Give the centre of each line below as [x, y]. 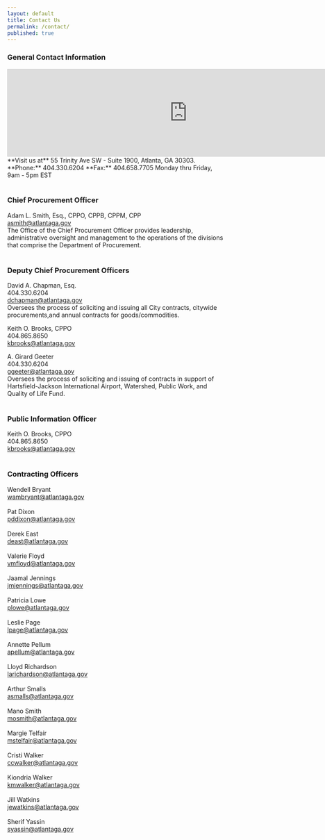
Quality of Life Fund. [36, 394]
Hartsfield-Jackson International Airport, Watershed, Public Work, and [107, 386]
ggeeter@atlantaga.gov [41, 372]
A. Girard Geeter [31, 357]
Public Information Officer [52, 419]
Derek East [23, 534]
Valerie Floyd [26, 556]
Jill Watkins [24, 799]
